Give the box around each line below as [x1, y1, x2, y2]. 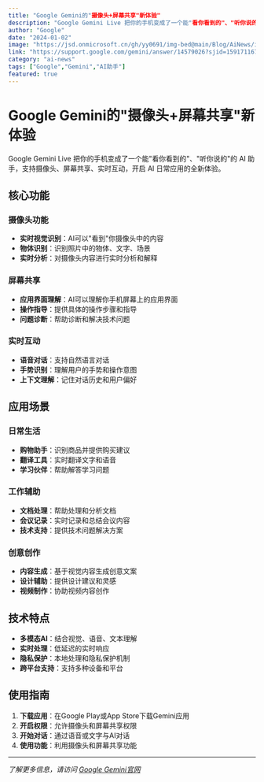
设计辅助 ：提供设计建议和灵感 [19, 576, 116, 586]
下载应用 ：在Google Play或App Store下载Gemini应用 [19, 710, 190, 721]
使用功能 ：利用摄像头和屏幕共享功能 [19, 740, 137, 750]
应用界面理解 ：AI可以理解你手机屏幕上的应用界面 [19, 295, 178, 304]
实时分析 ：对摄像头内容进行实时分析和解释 [19, 254, 158, 263]
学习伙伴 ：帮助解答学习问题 [19, 465, 110, 474]
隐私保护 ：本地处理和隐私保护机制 [19, 653, 130, 662]
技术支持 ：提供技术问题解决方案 [19, 525, 123, 535]
